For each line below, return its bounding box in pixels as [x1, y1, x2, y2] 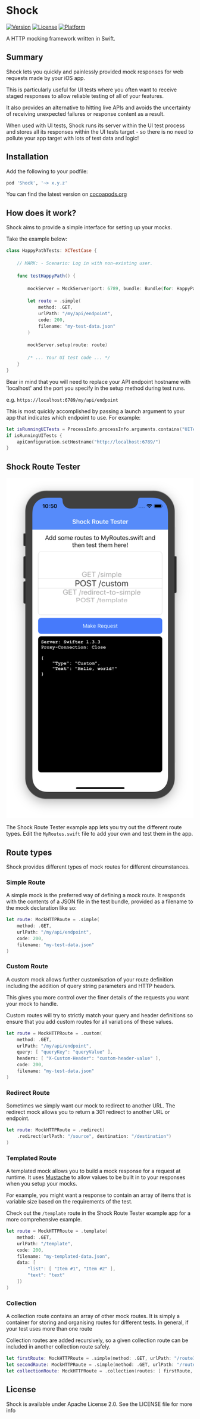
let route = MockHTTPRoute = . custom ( [6, 1030, 102, 1036]
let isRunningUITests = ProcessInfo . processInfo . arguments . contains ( [6, 426, 183, 432]
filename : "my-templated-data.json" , [17, 1253, 111, 1260]
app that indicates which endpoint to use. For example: [6, 414, 141, 421]
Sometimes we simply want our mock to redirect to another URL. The [6, 1102, 176, 1109]
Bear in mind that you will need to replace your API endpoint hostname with [6, 378, 191, 385]
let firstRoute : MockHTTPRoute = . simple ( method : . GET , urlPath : [6, 1356, 172, 1362]
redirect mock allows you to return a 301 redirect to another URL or [6, 1109, 170, 1116]
